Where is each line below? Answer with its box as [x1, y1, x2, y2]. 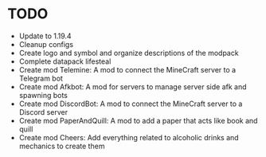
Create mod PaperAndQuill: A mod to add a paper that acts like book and [18, 116, 258, 125]
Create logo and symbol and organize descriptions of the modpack [18, 48, 240, 57]
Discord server [18, 107, 68, 116]
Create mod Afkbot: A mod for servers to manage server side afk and [18, 81, 248, 92]
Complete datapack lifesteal [18, 57, 111, 66]
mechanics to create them [18, 141, 105, 151]
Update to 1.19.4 [18, 31, 72, 41]
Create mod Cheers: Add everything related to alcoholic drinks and [18, 132, 240, 142]
